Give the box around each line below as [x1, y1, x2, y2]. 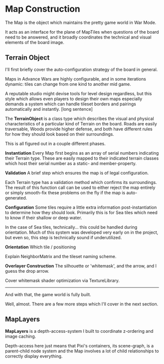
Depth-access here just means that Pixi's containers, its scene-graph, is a [5, 343, 154, 348]
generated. [5, 195, 27, 201]
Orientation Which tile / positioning [5, 244, 76, 250]
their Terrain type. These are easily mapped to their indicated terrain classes [5, 155, 159, 161]
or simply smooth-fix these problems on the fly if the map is [5, 189, 125, 196]
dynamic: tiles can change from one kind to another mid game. [5, 81, 131, 87]
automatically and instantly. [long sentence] [5, 106, 93, 112]
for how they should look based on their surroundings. [5, 131, 115, 137]
